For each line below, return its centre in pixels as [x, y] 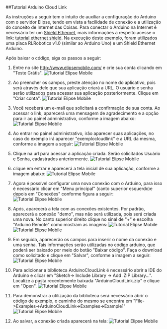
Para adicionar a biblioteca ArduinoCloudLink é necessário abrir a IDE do [87, 270]
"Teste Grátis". [28, 73]
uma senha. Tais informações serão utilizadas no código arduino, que [84, 245]
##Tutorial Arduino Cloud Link [36, 7]
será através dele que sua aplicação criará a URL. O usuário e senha [83, 88]
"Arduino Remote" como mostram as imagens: [60, 225]
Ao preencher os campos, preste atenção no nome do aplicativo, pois [84, 82]
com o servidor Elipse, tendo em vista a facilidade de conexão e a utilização [83, 22]
